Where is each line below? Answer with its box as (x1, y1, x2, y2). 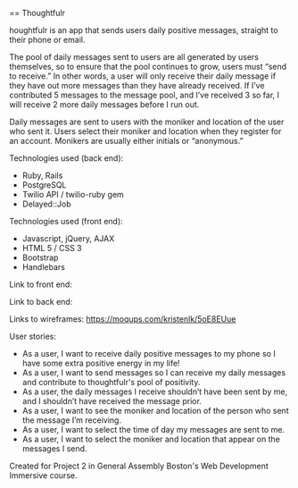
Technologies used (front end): (9, 216, 123, 226)
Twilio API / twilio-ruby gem (21, 189, 125, 199)
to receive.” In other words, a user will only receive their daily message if (9, 71, 277, 81)
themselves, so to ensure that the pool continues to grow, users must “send (9, 62, 287, 72)
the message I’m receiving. (21, 415, 122, 425)
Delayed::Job (21, 198, 71, 209)
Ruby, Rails (21, 170, 63, 181)
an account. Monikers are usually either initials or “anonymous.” (9, 136, 244, 146)
